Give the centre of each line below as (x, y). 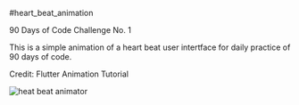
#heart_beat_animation (51, 13)
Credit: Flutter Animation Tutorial (69, 74)
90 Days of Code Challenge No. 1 (71, 30)
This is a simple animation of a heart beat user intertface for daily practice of (150, 47)
